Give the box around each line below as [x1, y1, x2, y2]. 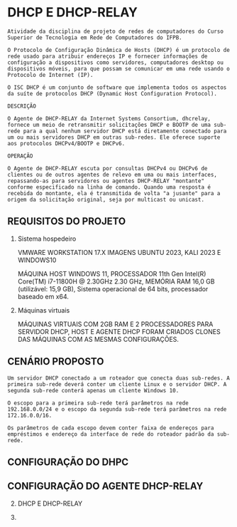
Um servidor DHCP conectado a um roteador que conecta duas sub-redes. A [7, 375, 231, 382]
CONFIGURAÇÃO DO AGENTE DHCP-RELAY [7, 480, 204, 492]
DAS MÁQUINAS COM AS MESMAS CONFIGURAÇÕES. [17, 335, 180, 343]
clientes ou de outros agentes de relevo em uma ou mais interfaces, [7, 171, 218, 178]
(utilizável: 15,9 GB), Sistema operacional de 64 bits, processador [17, 284, 209, 293]
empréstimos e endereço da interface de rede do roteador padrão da [7, 430, 214, 438]
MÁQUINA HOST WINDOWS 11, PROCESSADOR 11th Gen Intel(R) [17, 269, 206, 278]
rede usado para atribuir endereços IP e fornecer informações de [7, 53, 208, 60]
